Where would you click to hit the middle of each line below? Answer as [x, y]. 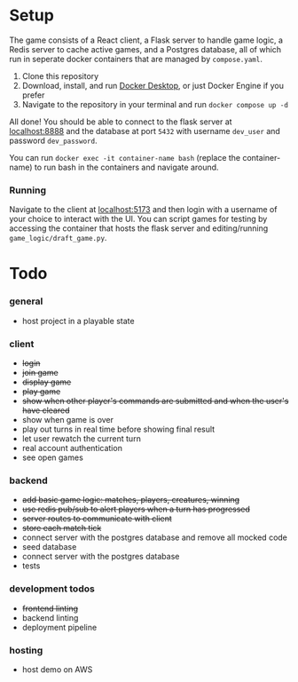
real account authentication [72, 448]
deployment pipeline [59, 627]
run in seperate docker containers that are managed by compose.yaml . [136, 59]
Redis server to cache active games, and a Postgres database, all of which [145, 49]
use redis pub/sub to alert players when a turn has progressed [136, 509]
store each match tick [62, 528]
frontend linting [50, 608]
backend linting [50, 617]
